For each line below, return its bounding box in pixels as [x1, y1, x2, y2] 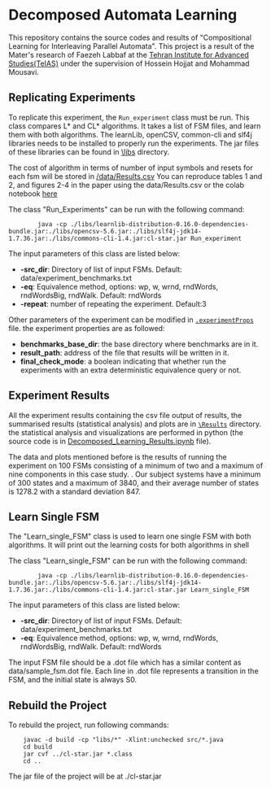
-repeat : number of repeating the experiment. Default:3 [20, 299, 208, 308]
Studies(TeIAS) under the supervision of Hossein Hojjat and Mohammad [8, 59, 250, 68]
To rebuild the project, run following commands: [8, 720, 169, 730]
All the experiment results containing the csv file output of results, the [8, 410, 243, 420]
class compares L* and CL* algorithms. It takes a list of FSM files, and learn [8, 120, 261, 131]
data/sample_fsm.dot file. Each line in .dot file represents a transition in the [8, 666, 259, 676]
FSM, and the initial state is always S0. [8, 675, 137, 685]
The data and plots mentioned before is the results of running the [8, 451, 227, 461]
